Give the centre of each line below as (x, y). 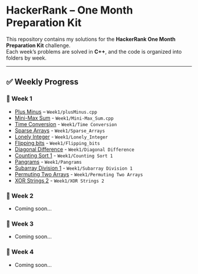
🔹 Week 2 (20, 196)
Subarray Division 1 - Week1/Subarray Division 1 (73, 168)
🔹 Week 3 (20, 223)
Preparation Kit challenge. (38, 45)
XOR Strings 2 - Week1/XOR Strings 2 (59, 180)
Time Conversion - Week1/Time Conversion (66, 124)
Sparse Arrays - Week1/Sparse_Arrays (60, 130)
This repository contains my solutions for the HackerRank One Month (91, 39)
